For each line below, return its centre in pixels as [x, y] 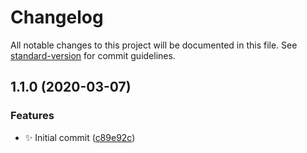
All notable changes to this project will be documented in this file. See [154, 45]
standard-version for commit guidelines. [93, 55]
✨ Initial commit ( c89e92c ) [80, 137]
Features [32, 116]
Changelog [57, 17]
